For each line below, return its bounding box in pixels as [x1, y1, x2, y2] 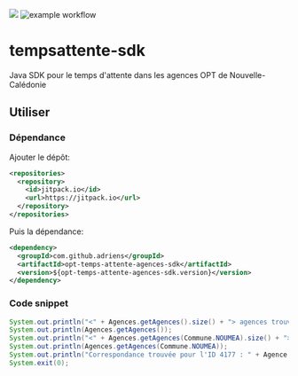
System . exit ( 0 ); [9, 358, 69, 367]
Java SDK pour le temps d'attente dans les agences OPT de [9, 69, 228, 80]
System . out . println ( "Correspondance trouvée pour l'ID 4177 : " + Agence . [9, 350, 292, 359]
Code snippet [9, 297, 69, 309]
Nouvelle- [229, 69, 266, 80]
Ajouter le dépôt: [9, 152, 71, 162]
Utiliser [9, 105, 51, 120]
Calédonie [9, 79, 47, 90]
